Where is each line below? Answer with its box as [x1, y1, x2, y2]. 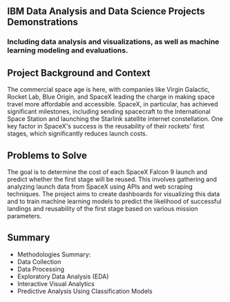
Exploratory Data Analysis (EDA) [17, 272, 109, 281]
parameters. [7, 211, 42, 220]
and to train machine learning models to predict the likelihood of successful [7, 197, 222, 205]
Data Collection [17, 257, 61, 265]
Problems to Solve [7, 149, 88, 161]
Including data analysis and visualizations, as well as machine [7, 37, 220, 47]
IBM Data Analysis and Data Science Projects [7, 6, 205, 17]
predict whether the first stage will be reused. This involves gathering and [7, 175, 218, 183]
